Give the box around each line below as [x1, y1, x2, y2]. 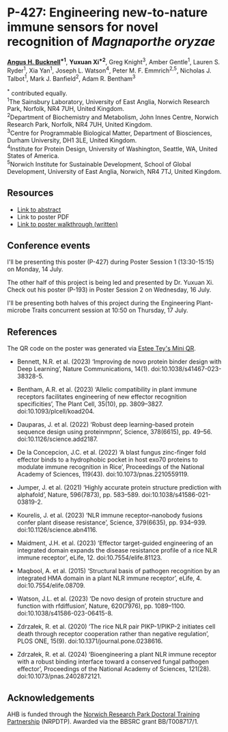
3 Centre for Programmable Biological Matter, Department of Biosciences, [7, 127, 212, 137]
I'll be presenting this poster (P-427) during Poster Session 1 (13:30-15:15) [7, 258, 214, 266]
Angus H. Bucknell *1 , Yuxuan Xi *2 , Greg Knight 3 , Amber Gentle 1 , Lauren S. [7, 56, 220, 66]
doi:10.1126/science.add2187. [16, 435, 98, 443]
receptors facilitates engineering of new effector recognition [16, 392, 187, 401]
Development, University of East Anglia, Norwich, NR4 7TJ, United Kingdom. [7, 167, 222, 175]
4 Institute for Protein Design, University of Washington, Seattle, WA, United [7, 143, 218, 153]
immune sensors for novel [7, 19, 158, 35]
